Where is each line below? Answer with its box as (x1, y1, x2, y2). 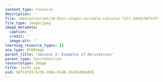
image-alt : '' (9, 39, 38, 43)
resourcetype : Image (5, 61, 47, 66)
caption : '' (9, 29, 34, 34)
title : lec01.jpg (5, 66, 40, 70)
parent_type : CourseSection (5, 56, 62, 61)
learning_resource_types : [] (5, 43, 64, 48)
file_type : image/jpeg (5, 20, 51, 26)
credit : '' (9, 34, 32, 39)
